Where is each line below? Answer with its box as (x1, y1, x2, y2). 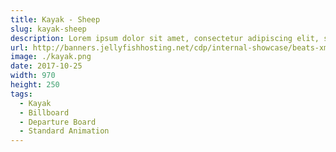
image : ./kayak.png (10, 52, 92, 62)
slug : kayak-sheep (10, 24, 87, 34)
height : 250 (10, 80, 60, 90)
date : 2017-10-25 (10, 61, 83, 71)
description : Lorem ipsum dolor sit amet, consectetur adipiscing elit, (10, 33, 320, 43)
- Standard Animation (19, 126, 110, 136)
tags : (10, 89, 33, 99)
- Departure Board (19, 117, 97, 127)
